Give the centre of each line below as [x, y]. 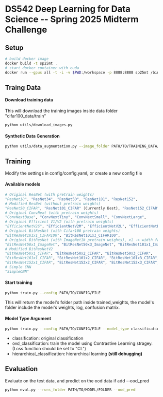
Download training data [29, 100]
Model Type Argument [28, 319]
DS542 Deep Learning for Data [68, 9]
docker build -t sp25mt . [31, 63]
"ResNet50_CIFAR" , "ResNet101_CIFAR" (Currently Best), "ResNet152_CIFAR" [82, 208]
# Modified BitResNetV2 [29, 249]
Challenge [26, 30]
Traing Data [23, 87]
